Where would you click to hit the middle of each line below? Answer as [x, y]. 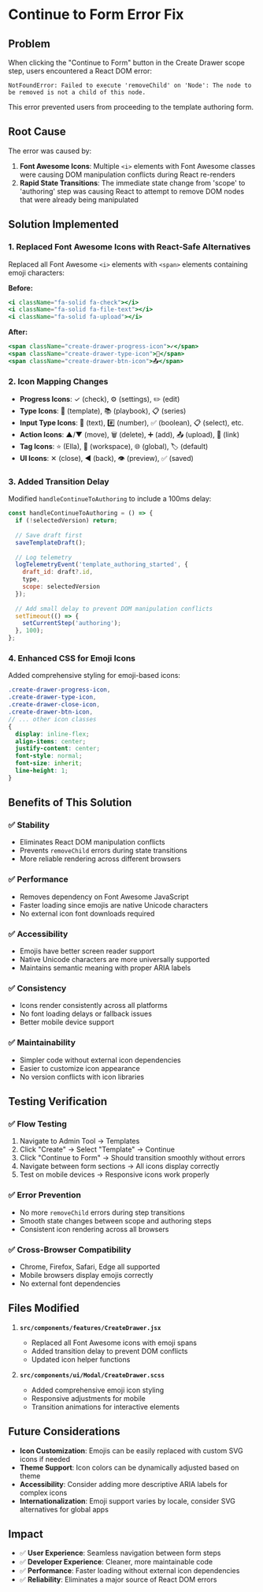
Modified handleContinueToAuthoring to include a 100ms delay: [110, 499]
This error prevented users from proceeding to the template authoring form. [131, 107]
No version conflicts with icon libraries [81, 1077]
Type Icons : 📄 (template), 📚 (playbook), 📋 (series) [103, 411]
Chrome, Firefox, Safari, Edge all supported [90, 1266]
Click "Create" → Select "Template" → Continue [97, 1149]
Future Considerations [64, 1431]
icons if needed [45, 1459]
